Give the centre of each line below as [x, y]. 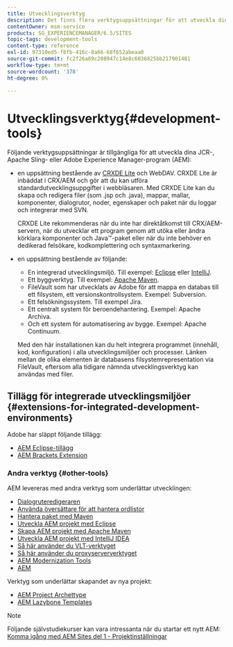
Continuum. [44, 331]
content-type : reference [43, 46]
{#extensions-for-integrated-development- [103, 407]
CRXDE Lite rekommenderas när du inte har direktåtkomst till [104, 223]
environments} [40, 418]
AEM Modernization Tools [54, 561]
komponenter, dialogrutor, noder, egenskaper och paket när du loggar [117, 202]
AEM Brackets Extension [52, 456]
